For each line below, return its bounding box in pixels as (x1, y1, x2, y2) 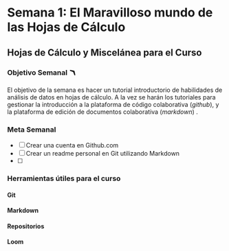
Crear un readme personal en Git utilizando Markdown (25, 150, 180, 158)
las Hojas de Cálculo (7, 19, 126, 35)
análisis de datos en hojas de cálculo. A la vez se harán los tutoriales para (7, 93, 216, 101)
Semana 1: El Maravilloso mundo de (7, 5, 213, 21)
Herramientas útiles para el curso (7, 174, 121, 183)
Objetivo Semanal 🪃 (7, 67, 77, 77)
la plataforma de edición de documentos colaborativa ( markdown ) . (7, 108, 198, 116)
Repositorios (7, 222, 45, 230)
